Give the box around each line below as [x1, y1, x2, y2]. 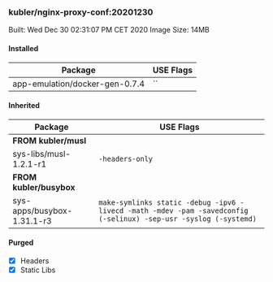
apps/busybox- [12, 205, 73, 216]
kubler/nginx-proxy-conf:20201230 [8, 7, 154, 18]
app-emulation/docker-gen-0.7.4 [12, 78, 145, 89]
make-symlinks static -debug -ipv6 [98, 197, 236, 207]
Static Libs [19, 265, 56, 275]
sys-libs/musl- [12, 148, 71, 159]
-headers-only [98, 154, 153, 163]
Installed [8, 43, 39, 53]
